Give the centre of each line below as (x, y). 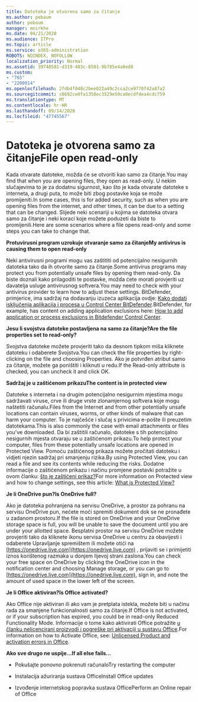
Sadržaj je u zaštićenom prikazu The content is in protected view (87, 383)
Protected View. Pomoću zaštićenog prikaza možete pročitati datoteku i (93, 451)
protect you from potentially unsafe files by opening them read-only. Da (93, 273)
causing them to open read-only (46, 249)
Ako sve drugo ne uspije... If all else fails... (59, 653)
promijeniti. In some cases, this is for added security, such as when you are (97, 200)
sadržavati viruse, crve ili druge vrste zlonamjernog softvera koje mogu (93, 401)
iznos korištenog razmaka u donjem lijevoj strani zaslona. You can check (94, 556)
